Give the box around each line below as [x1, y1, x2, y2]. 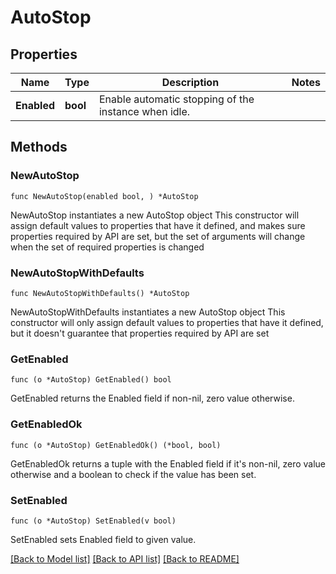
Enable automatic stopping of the [98, 92, 255, 106]
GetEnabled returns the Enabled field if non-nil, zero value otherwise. [10, 392, 295, 405]
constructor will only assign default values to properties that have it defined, [10, 316, 324, 328]
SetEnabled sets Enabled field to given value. [10, 533, 197, 545]
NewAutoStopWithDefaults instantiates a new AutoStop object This [10, 306, 286, 318]
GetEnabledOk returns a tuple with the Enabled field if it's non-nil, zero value [10, 457, 326, 470]
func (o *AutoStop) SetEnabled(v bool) [10, 516, 177, 526]
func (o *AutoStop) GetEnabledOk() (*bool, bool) [10, 440, 222, 450]
